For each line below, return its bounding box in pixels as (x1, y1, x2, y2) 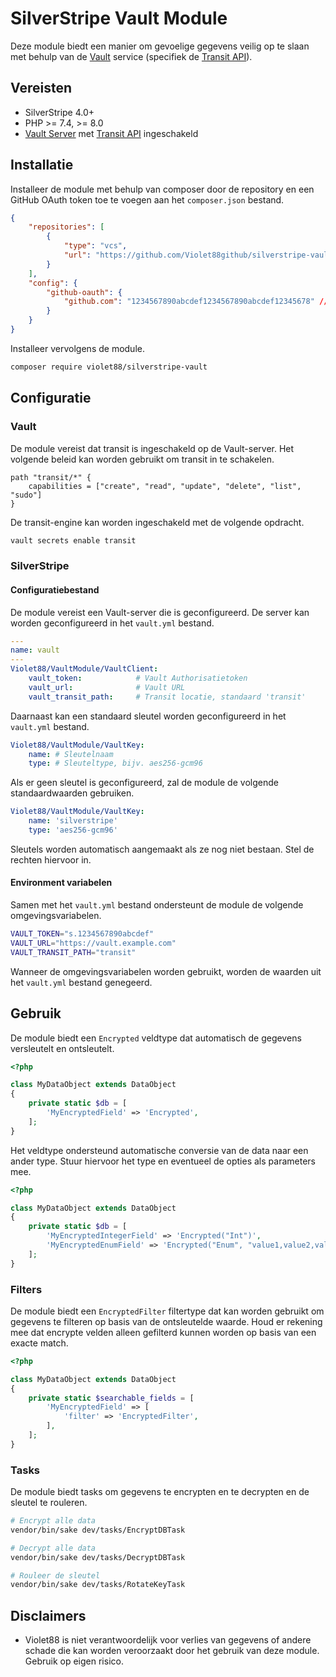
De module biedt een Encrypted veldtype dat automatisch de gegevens (10, 1032, 302, 1044)
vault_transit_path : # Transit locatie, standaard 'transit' (28, 692, 307, 702)
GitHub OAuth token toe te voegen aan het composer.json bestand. (10, 193, 285, 206)
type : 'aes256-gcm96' (28, 825, 118, 835)
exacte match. (10, 1337, 69, 1349)
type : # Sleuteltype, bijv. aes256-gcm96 (28, 758, 203, 769)
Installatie (10, 157, 74, 174)
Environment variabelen (10, 877, 113, 889)
